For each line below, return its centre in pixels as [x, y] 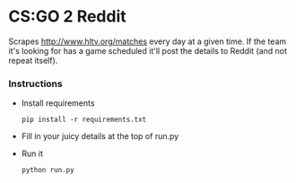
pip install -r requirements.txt [84, 120]
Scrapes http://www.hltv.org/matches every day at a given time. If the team [148, 41]
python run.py [48, 170]
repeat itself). [33, 60]
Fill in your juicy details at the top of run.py [100, 136]
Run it [32, 153]
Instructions [36, 83]
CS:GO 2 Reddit [67, 17]
